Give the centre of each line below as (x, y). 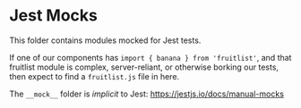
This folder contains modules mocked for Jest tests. (105, 40)
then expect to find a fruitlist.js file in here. (95, 76)
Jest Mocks (54, 16)
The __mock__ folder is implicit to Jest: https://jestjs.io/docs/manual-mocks (147, 94)
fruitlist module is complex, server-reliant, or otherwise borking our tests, (144, 67)
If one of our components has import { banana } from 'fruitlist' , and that (150, 57)
